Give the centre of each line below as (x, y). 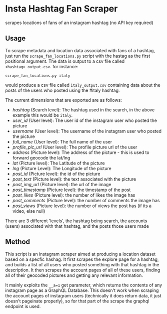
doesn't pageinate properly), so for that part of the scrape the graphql (77, 301)
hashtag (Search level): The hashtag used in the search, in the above (83, 110)
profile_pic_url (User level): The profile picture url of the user (75, 147)
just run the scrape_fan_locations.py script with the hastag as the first (78, 56)
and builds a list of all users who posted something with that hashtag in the (82, 264)
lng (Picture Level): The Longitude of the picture (62, 168)
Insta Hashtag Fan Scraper (61, 9)
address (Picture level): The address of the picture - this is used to (81, 152)
